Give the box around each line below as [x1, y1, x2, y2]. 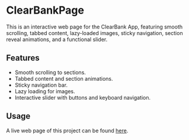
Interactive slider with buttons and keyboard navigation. [14, 94, 151, 101]
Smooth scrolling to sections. [14, 69, 86, 76]
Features [6, 53, 40, 63]
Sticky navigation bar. [14, 81, 68, 88]
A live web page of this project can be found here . [6, 127, 129, 134]
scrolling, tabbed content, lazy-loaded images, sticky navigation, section [6, 29, 183, 36]
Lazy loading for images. [14, 87, 75, 95]
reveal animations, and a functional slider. [6, 36, 108, 43]
